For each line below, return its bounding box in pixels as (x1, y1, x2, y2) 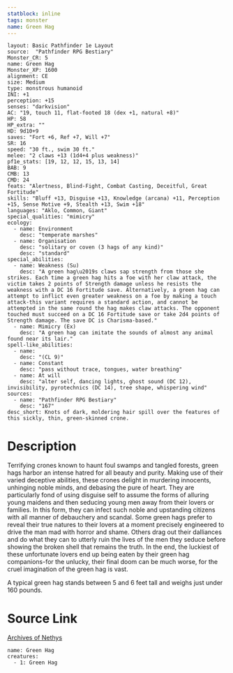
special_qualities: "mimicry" (7, 214, 96, 221)
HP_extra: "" (7, 121, 45, 129)
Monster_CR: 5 (7, 54, 49, 61)
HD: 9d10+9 (7, 128, 39, 135)
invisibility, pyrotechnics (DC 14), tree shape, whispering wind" (7, 385, 208, 392)
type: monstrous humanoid (7, 85, 82, 92)
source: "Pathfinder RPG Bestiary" (7, 48, 114, 56)
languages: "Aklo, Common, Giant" (7, 207, 108, 214)
